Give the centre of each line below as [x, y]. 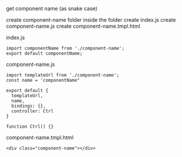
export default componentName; [44, 54]
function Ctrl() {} [30, 126]
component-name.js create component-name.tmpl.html [73, 26]
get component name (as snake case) [52, 9]
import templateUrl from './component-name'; [63, 75]
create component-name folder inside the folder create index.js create [91, 20]
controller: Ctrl [33, 111]
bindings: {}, [28, 106]
